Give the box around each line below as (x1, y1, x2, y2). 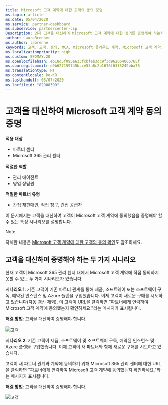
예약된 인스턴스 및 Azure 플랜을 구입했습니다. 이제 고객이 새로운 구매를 (12, 293, 149, 299)
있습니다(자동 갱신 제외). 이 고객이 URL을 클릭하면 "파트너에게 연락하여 (10, 299, 149, 305)
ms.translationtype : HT (5, 68, 55, 73)
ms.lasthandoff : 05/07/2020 (5, 77, 64, 83)
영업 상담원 (12, 180, 35, 186)
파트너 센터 (12, 146, 35, 152)
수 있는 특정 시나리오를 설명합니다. (5, 218, 72, 224)
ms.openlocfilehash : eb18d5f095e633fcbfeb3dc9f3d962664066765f (5, 59, 140, 64)
